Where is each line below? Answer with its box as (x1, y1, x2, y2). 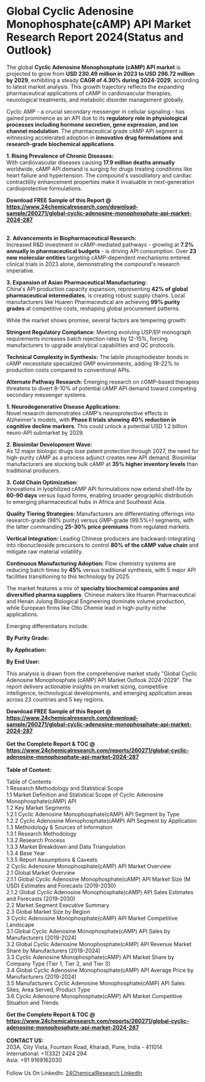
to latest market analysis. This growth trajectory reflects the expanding (6, 83, 185, 90)
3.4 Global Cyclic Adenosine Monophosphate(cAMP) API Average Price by (6, 966, 194, 974)
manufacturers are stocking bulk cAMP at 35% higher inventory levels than (6, 460, 198, 467)
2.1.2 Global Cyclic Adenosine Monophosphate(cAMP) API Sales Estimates (6, 888, 194, 895)
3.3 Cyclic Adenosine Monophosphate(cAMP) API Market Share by (6, 953, 174, 961)
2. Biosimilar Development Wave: (6, 440, 93, 448)
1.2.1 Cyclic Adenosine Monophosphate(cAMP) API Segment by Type (6, 810, 180, 818)
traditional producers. (6, 467, 61, 474)
